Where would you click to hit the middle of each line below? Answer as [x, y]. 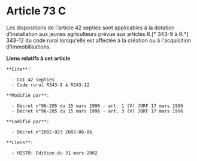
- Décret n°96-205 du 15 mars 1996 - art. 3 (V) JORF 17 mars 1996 [98, 111]
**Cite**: [19, 69]
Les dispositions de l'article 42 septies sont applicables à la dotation [90, 28]
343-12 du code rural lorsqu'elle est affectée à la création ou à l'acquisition [99, 40]
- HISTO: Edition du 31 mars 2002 [54, 153]
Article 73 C [36, 11]
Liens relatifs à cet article [38, 58]
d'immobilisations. [29, 47]
